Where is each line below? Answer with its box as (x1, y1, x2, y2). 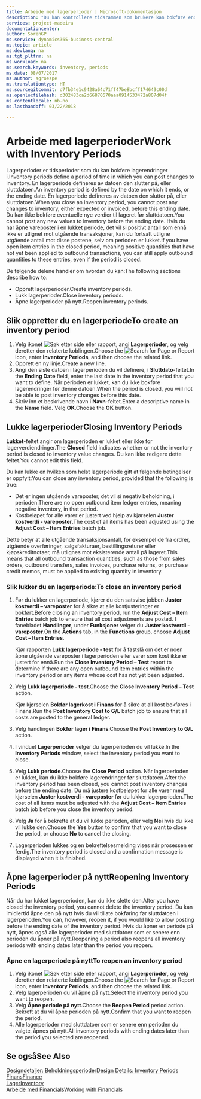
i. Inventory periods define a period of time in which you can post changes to (6, 173, 194, 180)
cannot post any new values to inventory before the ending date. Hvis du (6, 218, 185, 225)
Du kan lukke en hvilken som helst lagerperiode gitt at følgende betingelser (6, 468, 191, 476)
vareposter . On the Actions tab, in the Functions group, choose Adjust (14, 628, 190, 635)
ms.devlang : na (6, 48, 44, 54)
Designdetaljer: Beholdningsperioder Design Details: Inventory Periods (6, 1067, 179, 1074)
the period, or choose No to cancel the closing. (14, 830, 132, 837)
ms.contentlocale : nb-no (6, 98, 68, 104)
